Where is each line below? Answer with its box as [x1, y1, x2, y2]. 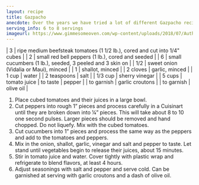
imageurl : [6, 31, 31, 37]
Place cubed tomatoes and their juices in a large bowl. [14, 96, 147, 104]
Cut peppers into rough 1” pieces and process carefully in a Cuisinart [14, 103, 183, 110]
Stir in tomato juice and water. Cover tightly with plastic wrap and [14, 153, 174, 160]
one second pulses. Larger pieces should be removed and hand [14, 115, 171, 122]
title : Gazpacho [6, 14, 46, 20]
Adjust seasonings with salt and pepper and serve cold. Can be [14, 165, 170, 173]
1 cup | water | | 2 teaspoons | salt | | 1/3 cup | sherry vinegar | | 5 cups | [6, 72, 182, 79]
